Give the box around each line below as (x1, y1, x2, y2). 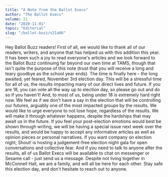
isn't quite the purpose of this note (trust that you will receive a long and (5, 65, 154, 71)
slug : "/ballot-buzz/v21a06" (5, 30, 66, 35)
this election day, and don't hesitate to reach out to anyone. (5, 166, 127, 172)
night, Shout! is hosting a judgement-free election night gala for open (5, 140, 147, 145)
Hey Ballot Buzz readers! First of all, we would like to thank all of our (5, 44, 145, 50)
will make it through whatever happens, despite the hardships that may (5, 113, 151, 119)
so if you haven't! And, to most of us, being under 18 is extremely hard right (5, 92, 160, 98)
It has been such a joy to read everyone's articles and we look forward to (5, 55, 155, 60)
